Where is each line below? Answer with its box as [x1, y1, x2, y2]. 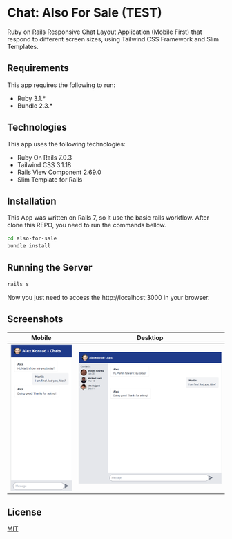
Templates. [7, 42, 39, 50]
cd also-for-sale [7, 235, 57, 243]
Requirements [7, 62, 69, 74]
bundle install [7, 243, 51, 249]
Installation [7, 195, 57, 207]
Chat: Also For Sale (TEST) [7, 5, 162, 21]
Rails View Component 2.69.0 [17, 168, 101, 176]
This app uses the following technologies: [7, 140, 126, 148]
